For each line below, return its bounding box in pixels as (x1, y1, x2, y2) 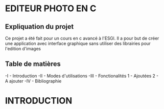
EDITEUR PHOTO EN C (5, 3, 96, 14)
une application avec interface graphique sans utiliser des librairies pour (5, 41, 151, 46)
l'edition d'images (5, 46, 41, 51)
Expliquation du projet (5, 22, 74, 31)
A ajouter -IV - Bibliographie (5, 78, 62, 84)
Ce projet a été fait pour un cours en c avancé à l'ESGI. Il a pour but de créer (5, 35, 159, 41)
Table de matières (5, 60, 61, 68)
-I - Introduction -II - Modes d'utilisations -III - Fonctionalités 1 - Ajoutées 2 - (5, 73, 159, 79)
